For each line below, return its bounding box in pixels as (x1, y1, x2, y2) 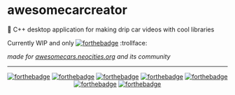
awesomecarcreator (7, 2, 128, 18)
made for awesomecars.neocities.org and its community (7, 52, 171, 61)
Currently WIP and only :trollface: (7, 38, 148, 47)
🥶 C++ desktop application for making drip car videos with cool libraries (7, 25, 215, 34)
